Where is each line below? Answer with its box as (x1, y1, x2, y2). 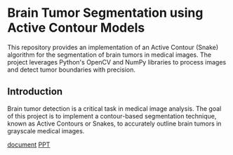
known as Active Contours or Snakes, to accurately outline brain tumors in (7, 119, 222, 128)
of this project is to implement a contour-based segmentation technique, (7, 112, 217, 120)
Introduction (7, 86, 63, 97)
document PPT (7, 140, 51, 149)
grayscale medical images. (7, 126, 85, 135)
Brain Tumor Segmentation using (7, 5, 204, 21)
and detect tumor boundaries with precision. (7, 65, 135, 74)
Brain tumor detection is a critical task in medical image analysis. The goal (7, 104, 222, 113)
